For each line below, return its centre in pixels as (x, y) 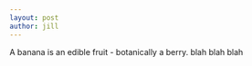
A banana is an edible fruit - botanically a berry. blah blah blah (126, 52)
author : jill (34, 26)
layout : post (34, 18)
